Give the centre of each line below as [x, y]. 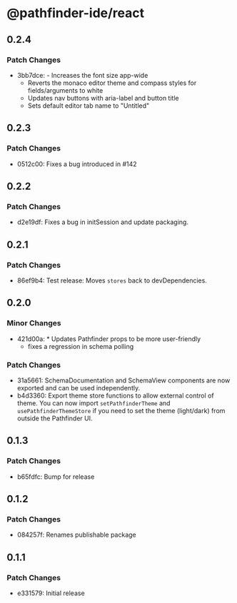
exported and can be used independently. [79, 387]
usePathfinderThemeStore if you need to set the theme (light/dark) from [121, 410]
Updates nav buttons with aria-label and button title [103, 98]
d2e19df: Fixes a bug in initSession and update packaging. [102, 222]
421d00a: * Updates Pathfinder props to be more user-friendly [109, 339]
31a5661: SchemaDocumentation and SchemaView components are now [123, 380]
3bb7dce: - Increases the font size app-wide [82, 75]
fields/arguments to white [65, 90]
